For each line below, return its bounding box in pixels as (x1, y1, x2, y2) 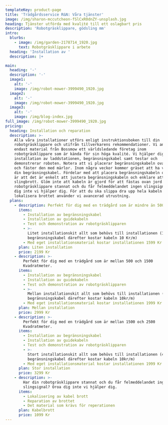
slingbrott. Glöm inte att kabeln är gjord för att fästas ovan (14, 179, 151, 184)
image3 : (9, 105, 26, 110)
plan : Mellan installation (18, 305, 75, 310)
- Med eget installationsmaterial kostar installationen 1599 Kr (23, 240, 162, 245)
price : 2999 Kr (18, 310, 50, 315)
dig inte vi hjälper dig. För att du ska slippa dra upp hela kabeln (14, 189, 162, 194)
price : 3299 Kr (18, 370, 50, 376)
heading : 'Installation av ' (9, 49, 70, 54)
